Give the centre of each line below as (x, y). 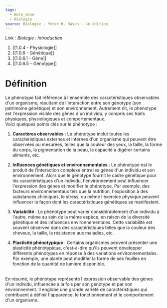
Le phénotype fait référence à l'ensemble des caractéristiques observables (82, 97)
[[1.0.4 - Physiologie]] (35, 47)
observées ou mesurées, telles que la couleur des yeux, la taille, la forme (87, 144)
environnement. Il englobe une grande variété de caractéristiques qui (76, 289)
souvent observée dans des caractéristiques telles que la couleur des (84, 227)
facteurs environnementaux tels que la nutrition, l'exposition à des (80, 191)
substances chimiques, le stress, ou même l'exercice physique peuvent (86, 197)
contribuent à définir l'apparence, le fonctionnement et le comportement (80, 295)
